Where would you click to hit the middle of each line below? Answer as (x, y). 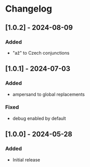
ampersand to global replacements (49, 94)
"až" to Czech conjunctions (41, 53)
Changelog (29, 9)
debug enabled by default (39, 118)
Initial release (26, 159)
